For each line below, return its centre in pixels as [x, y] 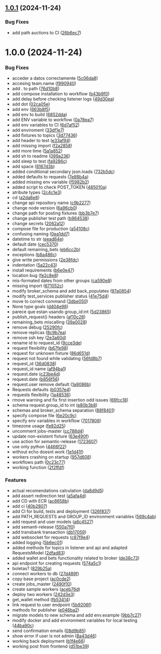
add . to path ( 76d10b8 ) [36, 89]
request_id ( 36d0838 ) [34, 364]
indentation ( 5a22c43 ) [35, 265]
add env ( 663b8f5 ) [31, 109]
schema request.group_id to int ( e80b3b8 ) [55, 405]
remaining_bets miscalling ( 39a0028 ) [50, 322]
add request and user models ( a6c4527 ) [53, 522]
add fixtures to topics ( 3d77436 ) [45, 135]
